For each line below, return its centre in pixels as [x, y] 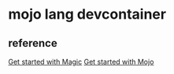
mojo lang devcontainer [87, 14]
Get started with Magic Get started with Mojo [81, 62]
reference [33, 43]
